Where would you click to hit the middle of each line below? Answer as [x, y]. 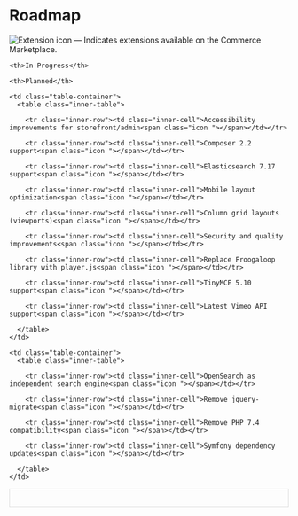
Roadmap [45, 16]
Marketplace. [33, 49]
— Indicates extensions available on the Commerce [168, 40]
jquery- [245, 399]
